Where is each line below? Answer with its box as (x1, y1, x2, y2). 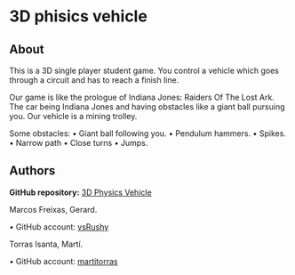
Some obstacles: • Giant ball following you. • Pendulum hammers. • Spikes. (9, 128, 287, 139)
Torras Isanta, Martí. (9, 239, 84, 249)
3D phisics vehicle (9, 6, 148, 27)
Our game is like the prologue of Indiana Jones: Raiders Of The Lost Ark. (9, 92, 275, 102)
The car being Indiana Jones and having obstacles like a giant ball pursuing (9, 101, 285, 112)
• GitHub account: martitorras (9, 255, 118, 266)
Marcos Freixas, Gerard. (9, 204, 98, 214)
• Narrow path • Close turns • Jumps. (9, 138, 148, 148)
